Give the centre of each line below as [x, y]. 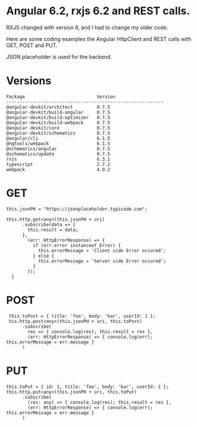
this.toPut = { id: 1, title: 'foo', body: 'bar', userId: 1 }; [87, 387]
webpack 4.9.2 [58, 170]
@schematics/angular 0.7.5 [58, 149]
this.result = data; [53, 230]
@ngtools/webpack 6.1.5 [58, 143]
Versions [29, 81]
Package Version [61, 96]
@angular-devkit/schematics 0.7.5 [58, 133]
